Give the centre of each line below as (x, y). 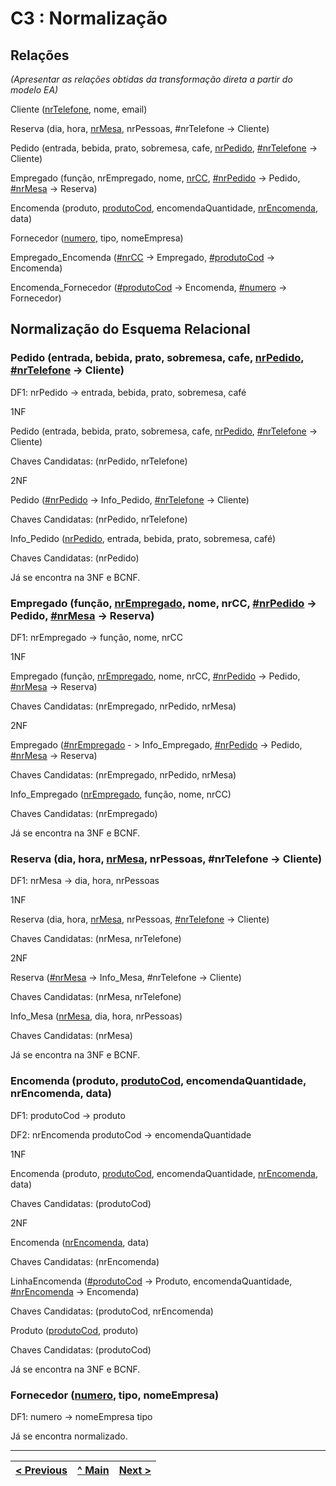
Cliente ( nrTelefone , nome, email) (79, 109)
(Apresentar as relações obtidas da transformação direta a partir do (151, 79)
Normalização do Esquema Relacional (130, 329)
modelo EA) (34, 90)
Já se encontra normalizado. (69, 1436)
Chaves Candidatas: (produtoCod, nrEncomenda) (112, 1311)
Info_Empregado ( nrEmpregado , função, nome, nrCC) (121, 794)
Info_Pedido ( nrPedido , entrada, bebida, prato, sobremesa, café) (143, 538)
